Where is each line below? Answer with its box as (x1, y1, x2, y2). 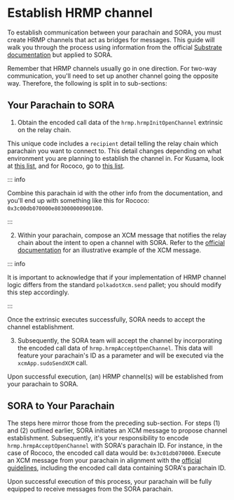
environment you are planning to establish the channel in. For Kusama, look (7, 154, 224, 162)
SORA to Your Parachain (7, 400, 115, 412)
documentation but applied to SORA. (7, 51, 113, 59)
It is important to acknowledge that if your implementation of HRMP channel (7, 272, 226, 282)
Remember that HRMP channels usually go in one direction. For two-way (7, 64, 217, 72)
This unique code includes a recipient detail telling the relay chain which (7, 139, 219, 147)
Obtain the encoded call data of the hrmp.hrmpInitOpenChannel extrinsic (17, 118, 223, 126)
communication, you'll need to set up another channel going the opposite (7, 72, 219, 80)
